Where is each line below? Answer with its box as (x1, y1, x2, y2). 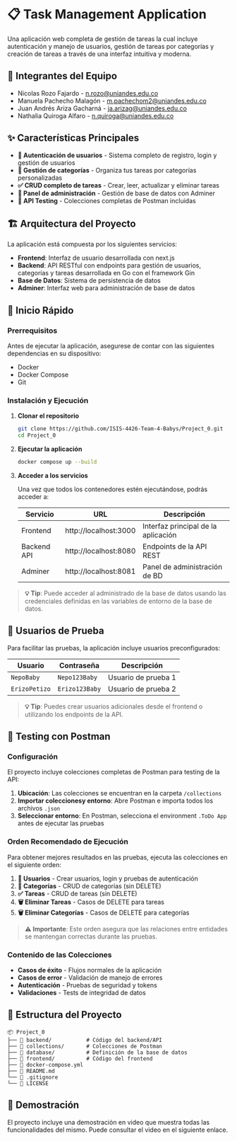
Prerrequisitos (7, 326, 58, 336)
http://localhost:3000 (65, 525, 136, 535)
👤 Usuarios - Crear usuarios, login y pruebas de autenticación (17, 874, 199, 883)
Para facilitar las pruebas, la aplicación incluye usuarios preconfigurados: (7, 643, 221, 652)
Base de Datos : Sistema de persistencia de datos (17, 276, 161, 285)
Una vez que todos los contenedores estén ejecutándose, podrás (17, 485, 208, 493)
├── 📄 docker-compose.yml (7, 1061, 83, 1068)
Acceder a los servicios (17, 471, 88, 479)
